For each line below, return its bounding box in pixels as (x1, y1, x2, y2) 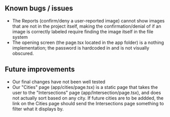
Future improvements (5, 65, 75, 74)
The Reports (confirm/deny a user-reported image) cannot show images (12, 17, 165, 24)
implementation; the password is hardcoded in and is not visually (12, 44, 150, 51)
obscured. (12, 50, 34, 56)
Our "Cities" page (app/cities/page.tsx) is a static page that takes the (12, 84, 158, 90)
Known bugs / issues (5, 4, 73, 13)
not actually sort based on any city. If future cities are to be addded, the (12, 95, 164, 101)
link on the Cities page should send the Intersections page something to (12, 100, 164, 106)
